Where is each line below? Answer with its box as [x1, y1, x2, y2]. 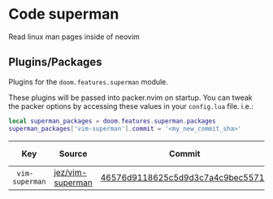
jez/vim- [54, 167, 88, 178]
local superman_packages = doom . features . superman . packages [8, 117, 217, 125]
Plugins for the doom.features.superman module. [8, 76, 169, 86]
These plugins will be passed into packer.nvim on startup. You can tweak [8, 93, 253, 102]
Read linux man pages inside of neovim [8, 32, 141, 41]
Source [58, 148, 88, 159]
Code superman [8, 5, 119, 24]
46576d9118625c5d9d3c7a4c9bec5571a [100, 171, 270, 183]
